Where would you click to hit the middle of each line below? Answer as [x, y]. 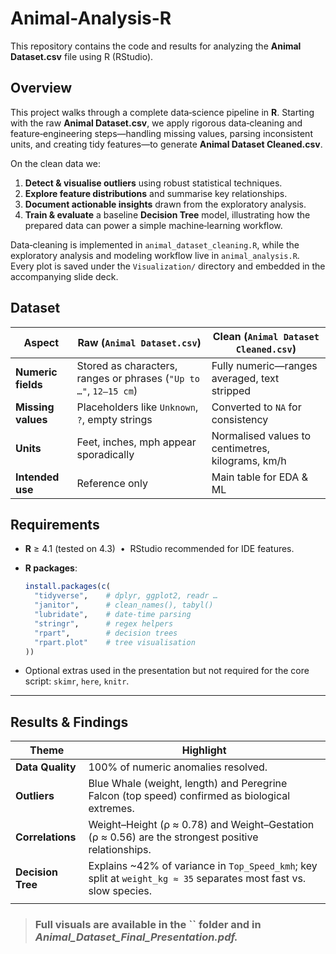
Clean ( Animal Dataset [266, 336]
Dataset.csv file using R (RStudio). [82, 56]
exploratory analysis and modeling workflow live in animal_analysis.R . [155, 255]
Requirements [55, 524]
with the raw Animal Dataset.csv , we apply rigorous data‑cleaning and [156, 123]
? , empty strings [114, 419]
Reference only [112, 483]
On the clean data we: [55, 163]
